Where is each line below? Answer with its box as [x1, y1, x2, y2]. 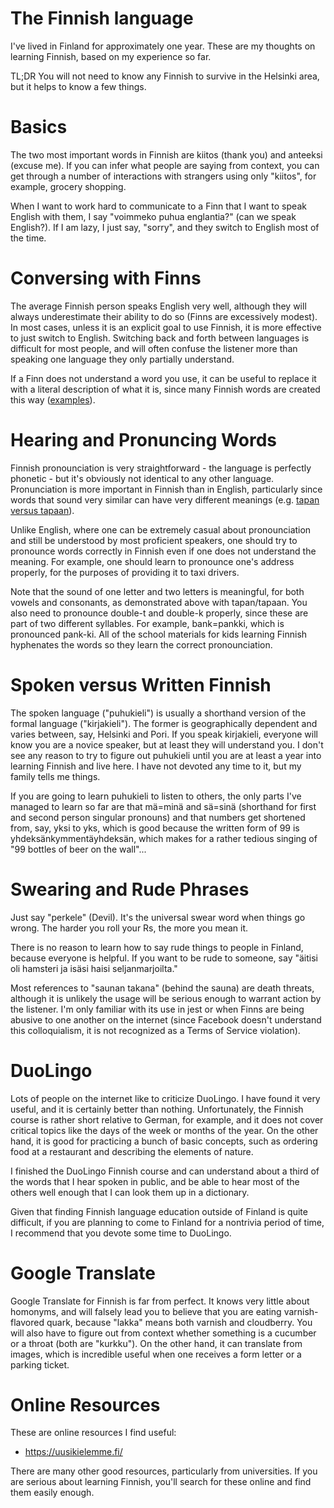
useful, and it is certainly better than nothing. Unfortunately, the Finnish [10, 1103, 304, 1115]
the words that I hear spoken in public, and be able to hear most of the [10, 1175, 300, 1187]
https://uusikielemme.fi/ [24, 1446, 123, 1458]
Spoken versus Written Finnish [10, 673, 272, 696]
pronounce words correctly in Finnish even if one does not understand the [10, 545, 317, 557]
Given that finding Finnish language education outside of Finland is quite [10, 1205, 308, 1217]
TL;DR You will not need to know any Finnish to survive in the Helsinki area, [10, 70, 320, 82]
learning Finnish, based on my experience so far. [10, 50, 212, 62]
